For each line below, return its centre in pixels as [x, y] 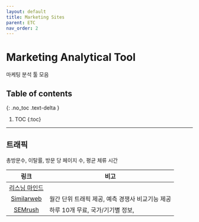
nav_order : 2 [22, 28]
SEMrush [27, 210]
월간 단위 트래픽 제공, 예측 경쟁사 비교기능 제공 [110, 199]
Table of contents [39, 93]
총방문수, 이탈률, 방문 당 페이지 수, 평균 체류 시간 [62, 160]
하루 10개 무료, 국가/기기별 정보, [92, 210]
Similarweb [26, 198]
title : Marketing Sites [36, 17]
